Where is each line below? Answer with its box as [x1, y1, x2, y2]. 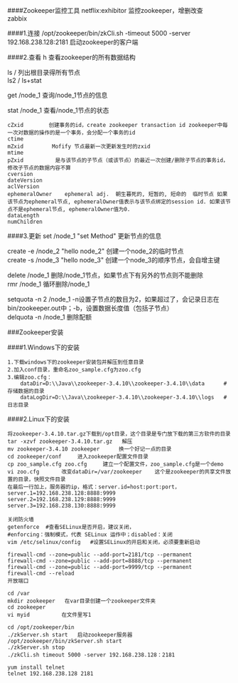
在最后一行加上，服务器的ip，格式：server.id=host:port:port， [7, 483, 180, 491]
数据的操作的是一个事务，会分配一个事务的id [23, 129, 136, 136]
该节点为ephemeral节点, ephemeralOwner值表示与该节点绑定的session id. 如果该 [7, 198, 226, 205]
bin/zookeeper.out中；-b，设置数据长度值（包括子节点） [7, 304, 173, 312]
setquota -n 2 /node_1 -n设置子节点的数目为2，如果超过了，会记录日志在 [7, 295, 220, 303]
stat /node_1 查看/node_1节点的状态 [7, 106, 109, 114]
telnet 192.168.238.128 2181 [7, 670, 94, 677]
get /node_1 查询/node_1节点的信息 [7, 91, 108, 99]
